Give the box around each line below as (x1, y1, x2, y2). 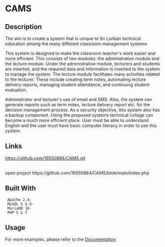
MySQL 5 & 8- (7, 201, 34, 207)
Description (5, 23, 42, 31)
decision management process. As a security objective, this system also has (5, 107, 160, 113)
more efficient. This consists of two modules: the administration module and (5, 56, 160, 62)
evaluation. (5, 87, 28, 93)
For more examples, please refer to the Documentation (5, 237, 116, 243)
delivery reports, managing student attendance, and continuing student (5, 82, 150, 88)
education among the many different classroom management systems (5, 41, 147, 47)
